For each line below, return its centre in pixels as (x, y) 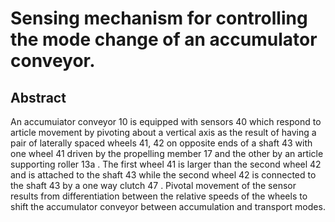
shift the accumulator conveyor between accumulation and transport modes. (168, 206)
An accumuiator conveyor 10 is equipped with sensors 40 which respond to (166, 121)
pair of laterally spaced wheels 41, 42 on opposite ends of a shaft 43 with (161, 143)
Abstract (38, 97)
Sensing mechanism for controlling (159, 18)
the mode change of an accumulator (164, 39)
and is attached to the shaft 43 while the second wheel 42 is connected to (163, 175)
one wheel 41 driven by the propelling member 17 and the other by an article (167, 153)
